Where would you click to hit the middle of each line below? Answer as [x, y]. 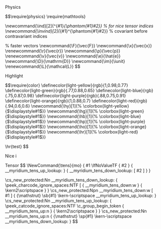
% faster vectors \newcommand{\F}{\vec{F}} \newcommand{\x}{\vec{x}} [79, 46]
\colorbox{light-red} [118, 132]
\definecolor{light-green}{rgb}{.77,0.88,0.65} [50, 90]
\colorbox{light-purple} [122, 122]
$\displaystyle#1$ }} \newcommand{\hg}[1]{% [52, 111]
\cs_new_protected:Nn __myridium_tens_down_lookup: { [61, 180]
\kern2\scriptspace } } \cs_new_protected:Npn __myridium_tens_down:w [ [79, 190]
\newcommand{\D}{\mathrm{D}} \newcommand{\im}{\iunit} [65, 61]
